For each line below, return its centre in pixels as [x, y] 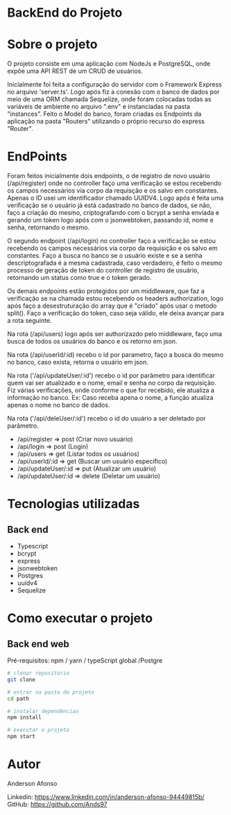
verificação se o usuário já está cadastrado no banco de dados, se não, [110, 205]
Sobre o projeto [52, 45]
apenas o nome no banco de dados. [59, 405]
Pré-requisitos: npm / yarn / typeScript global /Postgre [85, 660]
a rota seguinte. [29, 321]
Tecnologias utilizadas [74, 504]
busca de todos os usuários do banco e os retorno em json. [92, 342]
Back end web [38, 643]
